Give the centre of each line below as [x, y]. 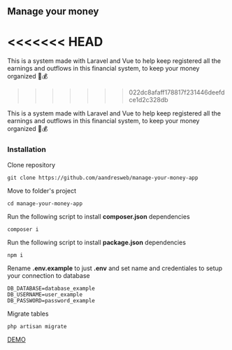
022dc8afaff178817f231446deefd [177, 92]
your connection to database [49, 275]
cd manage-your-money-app [45, 203]
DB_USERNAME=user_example [45, 294]
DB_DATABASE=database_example [51, 288]
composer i [23, 229]
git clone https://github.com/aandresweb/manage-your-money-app [103, 178]
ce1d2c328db [149, 100]
